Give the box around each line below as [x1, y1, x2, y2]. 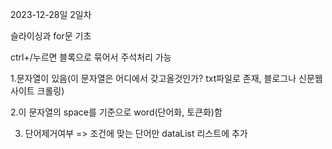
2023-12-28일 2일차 [10, 9, 92, 20]
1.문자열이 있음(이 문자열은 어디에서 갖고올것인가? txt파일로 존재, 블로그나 [10, 73, 297, 84]
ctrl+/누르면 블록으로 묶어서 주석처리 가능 [10, 51, 172, 63]
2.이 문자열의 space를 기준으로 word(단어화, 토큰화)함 [10, 106, 223, 118]
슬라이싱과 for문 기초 [10, 30, 92, 42]
